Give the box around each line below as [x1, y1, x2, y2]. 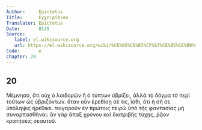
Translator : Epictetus [6, 20, 63, 26]
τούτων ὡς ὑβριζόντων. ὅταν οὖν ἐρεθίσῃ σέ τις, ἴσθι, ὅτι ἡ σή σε [6, 98, 171, 105]
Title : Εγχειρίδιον [6, 14, 69, 20]
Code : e [6, 48, 42, 54]
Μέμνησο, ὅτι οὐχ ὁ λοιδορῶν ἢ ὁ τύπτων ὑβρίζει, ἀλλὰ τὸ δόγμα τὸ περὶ [6, 91, 191, 99]
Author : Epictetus [6, 8, 63, 15]
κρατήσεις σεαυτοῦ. [6, 117, 57, 125]
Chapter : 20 [6, 54, 36, 60]
